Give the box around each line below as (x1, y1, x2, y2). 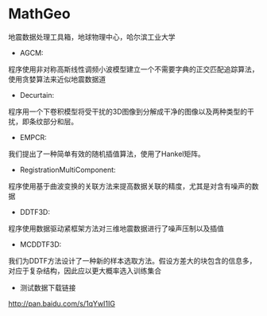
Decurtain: (19, 90, 55, 99)
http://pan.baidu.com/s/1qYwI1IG (8, 298, 115, 308)
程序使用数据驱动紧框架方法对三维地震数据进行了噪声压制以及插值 (8, 224, 224, 233)
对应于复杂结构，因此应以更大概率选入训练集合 (8, 266, 161, 275)
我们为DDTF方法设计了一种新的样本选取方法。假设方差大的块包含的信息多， (8, 256, 257, 265)
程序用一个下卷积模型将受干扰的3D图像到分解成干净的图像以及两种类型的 (8, 107, 248, 116)
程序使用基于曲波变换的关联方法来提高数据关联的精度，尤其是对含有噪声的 (8, 181, 252, 191)
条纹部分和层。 (29, 116, 78, 126)
